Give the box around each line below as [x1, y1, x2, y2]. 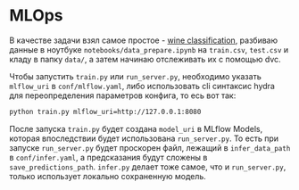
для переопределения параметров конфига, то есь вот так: [9, 90, 237, 101]
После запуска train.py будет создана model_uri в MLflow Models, [9, 123, 263, 134]
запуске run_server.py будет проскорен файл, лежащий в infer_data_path [9, 142, 291, 153]
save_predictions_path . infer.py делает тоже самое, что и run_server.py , [9, 161, 287, 172]
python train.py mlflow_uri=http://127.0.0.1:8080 [9, 107, 202, 116]
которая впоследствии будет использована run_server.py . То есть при [9, 133, 279, 144]
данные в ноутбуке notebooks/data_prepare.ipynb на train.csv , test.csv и [9, 44, 289, 54]
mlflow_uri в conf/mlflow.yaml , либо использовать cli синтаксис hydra [9, 80, 275, 91]
